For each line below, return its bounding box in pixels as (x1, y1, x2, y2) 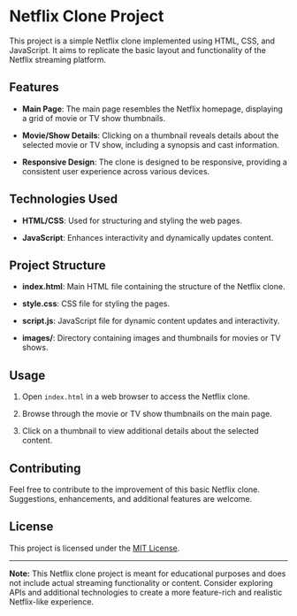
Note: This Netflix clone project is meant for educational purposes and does (9, 568, 286, 579)
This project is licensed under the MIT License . (9, 543, 180, 553)
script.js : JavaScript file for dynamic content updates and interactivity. (21, 316, 280, 327)
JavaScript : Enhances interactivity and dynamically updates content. (21, 232, 274, 243)
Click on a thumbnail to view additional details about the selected (21, 426, 259, 436)
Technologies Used (9, 192, 118, 207)
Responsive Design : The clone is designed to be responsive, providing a (21, 157, 287, 167)
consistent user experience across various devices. (21, 166, 210, 176)
